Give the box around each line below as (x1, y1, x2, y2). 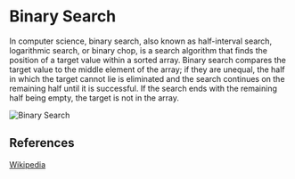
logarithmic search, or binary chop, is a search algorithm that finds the (9, 45, 267, 55)
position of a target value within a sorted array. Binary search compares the (9, 54, 287, 65)
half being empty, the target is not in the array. (9, 92, 180, 103)
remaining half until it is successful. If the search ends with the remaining (9, 83, 278, 94)
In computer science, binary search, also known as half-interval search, (9, 36, 273, 46)
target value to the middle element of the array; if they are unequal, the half (9, 64, 285, 75)
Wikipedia (9, 159, 46, 170)
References (9, 135, 75, 151)
